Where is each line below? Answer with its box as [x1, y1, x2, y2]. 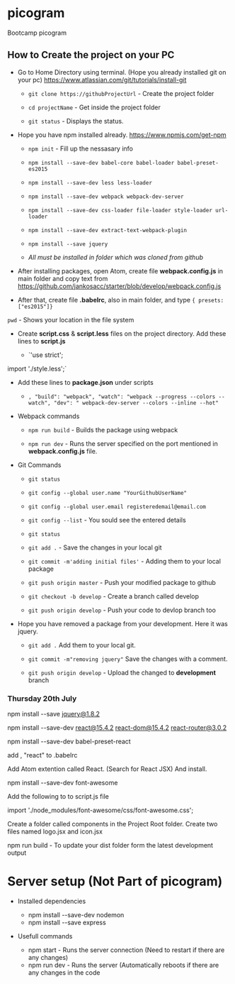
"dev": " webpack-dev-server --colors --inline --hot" [53, 399, 219, 406]
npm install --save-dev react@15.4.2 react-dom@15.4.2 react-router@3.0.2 [7, 723, 227, 732]
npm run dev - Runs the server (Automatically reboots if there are [28, 961, 219, 969]
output [7, 848, 27, 857]
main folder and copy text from [17, 274, 108, 283]
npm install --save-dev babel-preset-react [7, 737, 131, 746]
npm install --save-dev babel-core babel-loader [28, 159, 175, 166]
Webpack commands [17, 412, 80, 420]
